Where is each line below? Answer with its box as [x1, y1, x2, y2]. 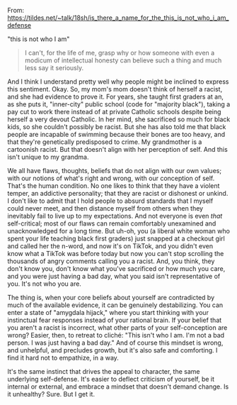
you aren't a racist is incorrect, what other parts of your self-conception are [7, 323, 228, 332]
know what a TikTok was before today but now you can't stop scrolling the [7, 250, 224, 257]
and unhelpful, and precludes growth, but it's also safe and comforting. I [7, 346, 218, 354]
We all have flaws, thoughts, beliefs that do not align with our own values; [7, 167, 221, 174]
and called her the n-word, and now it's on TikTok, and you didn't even [7, 242, 214, 250]
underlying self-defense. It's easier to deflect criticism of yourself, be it [7, 375, 214, 383]
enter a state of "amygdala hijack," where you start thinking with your [7, 309, 209, 316]
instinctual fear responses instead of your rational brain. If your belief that [7, 316, 222, 324]
